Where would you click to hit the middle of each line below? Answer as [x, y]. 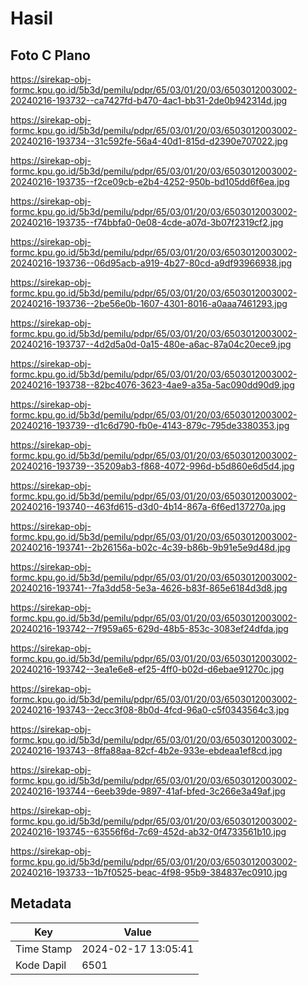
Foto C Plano [50, 55]
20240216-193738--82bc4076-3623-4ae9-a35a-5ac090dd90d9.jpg [152, 385]
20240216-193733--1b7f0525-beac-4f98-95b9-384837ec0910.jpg [149, 872]
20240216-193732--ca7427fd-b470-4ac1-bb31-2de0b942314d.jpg [149, 100]
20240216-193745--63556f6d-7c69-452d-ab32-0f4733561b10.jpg [148, 831]
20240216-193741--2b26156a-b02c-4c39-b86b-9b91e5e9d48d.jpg [150, 547]
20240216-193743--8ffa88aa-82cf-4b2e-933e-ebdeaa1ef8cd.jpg [146, 750]
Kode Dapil [41, 965]
